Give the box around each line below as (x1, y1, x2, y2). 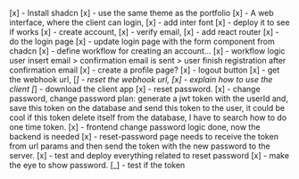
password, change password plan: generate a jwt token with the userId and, (9, 93, 288, 104)
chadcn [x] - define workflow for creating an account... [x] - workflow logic (9, 46, 286, 56)
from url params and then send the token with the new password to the (9, 141, 270, 151)
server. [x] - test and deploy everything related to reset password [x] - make (9, 150, 290, 160)
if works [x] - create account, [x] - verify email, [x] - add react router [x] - (9, 27, 279, 37)
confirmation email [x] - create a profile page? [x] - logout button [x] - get (9, 64, 280, 75)
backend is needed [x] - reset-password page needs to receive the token (9, 132, 279, 141)
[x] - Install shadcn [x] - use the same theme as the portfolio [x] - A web (9, 8, 274, 18)
